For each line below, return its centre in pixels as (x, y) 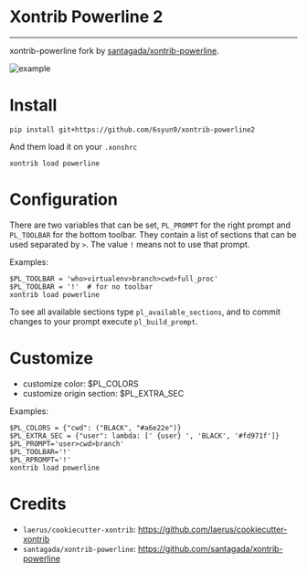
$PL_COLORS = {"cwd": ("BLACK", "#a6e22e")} (95, 428)
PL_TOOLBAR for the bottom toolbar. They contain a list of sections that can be (153, 234)
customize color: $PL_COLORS (80, 383)
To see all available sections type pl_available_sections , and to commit (145, 312)
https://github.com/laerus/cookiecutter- (213, 529)
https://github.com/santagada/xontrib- (211, 548)
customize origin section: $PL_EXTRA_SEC (103, 393)
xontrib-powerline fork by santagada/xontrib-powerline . (114, 50)
